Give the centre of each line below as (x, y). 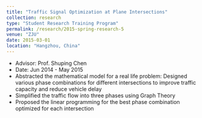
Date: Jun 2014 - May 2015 (49, 69)
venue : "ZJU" (23, 35)
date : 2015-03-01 (28, 40)
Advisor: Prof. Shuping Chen (51, 63)
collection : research (34, 18)
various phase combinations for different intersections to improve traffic (106, 82)
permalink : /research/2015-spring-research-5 (65, 29)
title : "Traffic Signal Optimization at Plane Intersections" (87, 12)
